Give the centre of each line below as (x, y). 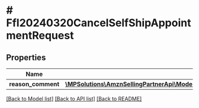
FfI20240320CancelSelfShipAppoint (99, 23)
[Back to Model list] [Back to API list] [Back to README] (74, 99)
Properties (26, 57)
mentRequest (40, 36)
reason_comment (34, 84)
